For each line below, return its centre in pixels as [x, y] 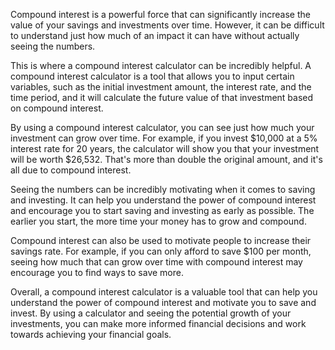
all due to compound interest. [71, 170]
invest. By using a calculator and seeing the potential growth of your [151, 313]
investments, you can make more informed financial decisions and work [158, 323]
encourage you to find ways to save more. [97, 272]
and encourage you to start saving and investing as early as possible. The [162, 210]
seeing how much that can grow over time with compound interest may [156, 262]
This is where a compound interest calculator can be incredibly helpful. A [161, 65]
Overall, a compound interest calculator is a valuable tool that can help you [164, 292]
